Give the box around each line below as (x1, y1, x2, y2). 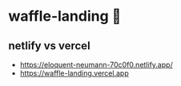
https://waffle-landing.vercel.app (19, 68, 130, 78)
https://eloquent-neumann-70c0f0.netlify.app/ (19, 60, 174, 69)
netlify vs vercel (8, 39, 90, 53)
